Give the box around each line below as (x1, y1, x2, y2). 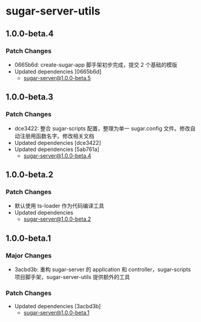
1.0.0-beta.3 (5, 92, 54, 102)
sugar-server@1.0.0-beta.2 (23, 215, 91, 223)
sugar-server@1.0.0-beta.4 (23, 152, 91, 159)
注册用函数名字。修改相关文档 (19, 132, 94, 139)
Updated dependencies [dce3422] (14, 139, 101, 146)
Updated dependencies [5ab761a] (14, 146, 99, 153)
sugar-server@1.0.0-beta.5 (23, 74, 91, 81)
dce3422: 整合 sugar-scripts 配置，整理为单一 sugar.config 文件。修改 (14, 124, 191, 132)
